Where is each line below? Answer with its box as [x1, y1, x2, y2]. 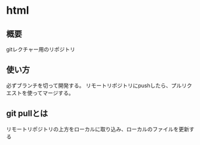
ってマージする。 [32, 89, 75, 96]
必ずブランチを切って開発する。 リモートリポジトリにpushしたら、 [6, 82, 171, 89]
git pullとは [6, 109, 48, 119]
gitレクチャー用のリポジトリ [6, 46, 76, 53]
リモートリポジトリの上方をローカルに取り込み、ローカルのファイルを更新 [6, 125, 189, 132]
